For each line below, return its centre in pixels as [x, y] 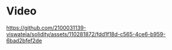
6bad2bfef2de [24, 40]
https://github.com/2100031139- [46, 28]
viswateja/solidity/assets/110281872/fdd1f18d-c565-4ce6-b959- [86, 34]
